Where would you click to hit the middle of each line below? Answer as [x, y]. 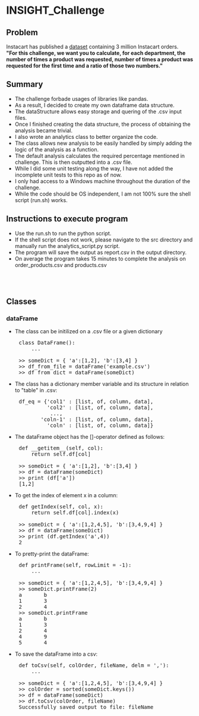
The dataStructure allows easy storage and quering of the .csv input [98, 111]
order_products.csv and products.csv [61, 265]
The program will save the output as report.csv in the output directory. [101, 252]
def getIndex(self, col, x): [61, 507]
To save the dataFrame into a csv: [56, 654]
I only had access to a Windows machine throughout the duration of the [102, 181]
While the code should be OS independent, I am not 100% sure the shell [103, 194]
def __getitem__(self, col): [61, 448]
